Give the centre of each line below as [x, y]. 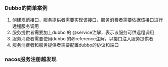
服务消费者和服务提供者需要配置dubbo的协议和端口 [66, 45]
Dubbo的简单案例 [26, 8]
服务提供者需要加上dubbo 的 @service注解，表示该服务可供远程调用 [83, 32]
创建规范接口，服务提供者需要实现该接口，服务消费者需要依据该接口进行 [87, 20]
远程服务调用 [25, 26]
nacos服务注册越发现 [31, 59]
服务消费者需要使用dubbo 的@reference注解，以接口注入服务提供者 [83, 39]
